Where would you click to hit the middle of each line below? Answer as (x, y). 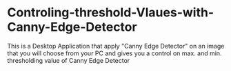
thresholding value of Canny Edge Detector (69, 60)
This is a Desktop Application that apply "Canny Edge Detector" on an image (116, 46)
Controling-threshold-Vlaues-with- (111, 13)
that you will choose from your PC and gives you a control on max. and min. (114, 53)
